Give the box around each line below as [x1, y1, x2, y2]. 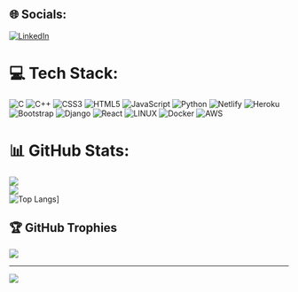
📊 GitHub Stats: [9, 141, 130, 160]
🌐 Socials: [9, 7, 67, 22]
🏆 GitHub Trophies [9, 220, 118, 235]
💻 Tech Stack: [9, 64, 119, 83]
